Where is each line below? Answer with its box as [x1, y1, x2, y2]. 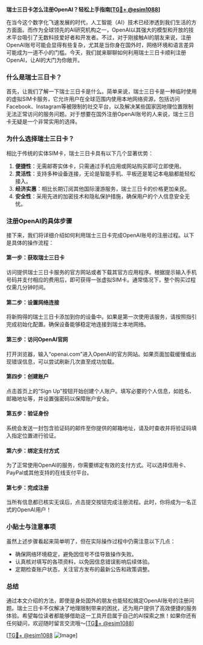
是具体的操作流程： [6, 239, 54, 246]
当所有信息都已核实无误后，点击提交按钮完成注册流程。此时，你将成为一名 [6, 498, 192, 506]
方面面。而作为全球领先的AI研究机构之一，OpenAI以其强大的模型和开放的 [6, 27, 189, 33]
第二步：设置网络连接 [6, 298, 59, 306]
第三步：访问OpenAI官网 [6, 335, 68, 343]
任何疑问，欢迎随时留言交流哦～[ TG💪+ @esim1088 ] [6, 619, 134, 627]
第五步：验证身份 [6, 410, 49, 417]
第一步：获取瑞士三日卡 [6, 254, 65, 262]
